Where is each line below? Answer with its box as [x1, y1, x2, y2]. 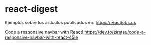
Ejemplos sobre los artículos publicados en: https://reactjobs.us [5, 20, 136, 25]
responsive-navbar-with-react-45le [5, 34, 78, 40]
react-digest [5, 3, 58, 15]
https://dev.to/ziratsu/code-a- [84, 29, 146, 35]
